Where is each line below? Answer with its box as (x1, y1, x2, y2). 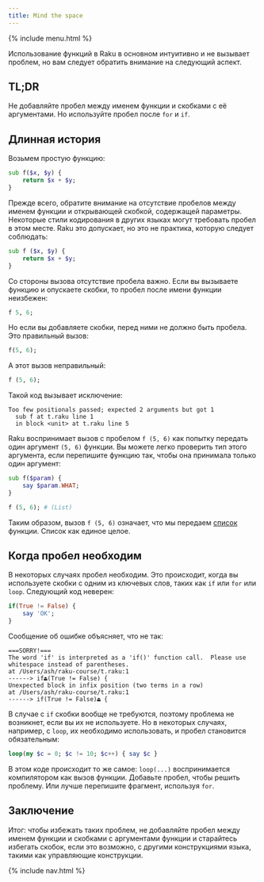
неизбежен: (8, 293, 48, 302)
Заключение (8, 804, 75, 818)
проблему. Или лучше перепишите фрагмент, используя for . (8, 780, 215, 790)
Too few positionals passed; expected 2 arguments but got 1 (8, 406, 215, 414)
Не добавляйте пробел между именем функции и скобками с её (8, 101, 228, 111)
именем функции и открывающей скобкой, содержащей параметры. (8, 206, 242, 216)
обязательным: (8, 734, 59, 744)
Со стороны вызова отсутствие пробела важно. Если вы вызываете (8, 276, 239, 286)
